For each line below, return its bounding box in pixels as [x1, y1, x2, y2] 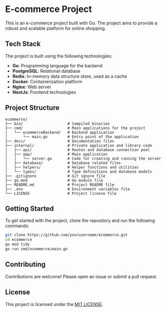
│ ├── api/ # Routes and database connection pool [5, 147, 150, 153]
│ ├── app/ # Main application [5, 152, 108, 156]
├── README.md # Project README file [5, 182, 114, 187]
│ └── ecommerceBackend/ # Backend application [5, 130, 114, 135]
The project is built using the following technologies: [5, 53, 112, 59]
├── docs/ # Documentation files [5, 139, 114, 144]
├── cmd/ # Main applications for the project [5, 126, 146, 131]
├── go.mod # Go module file [5, 178, 103, 183]
